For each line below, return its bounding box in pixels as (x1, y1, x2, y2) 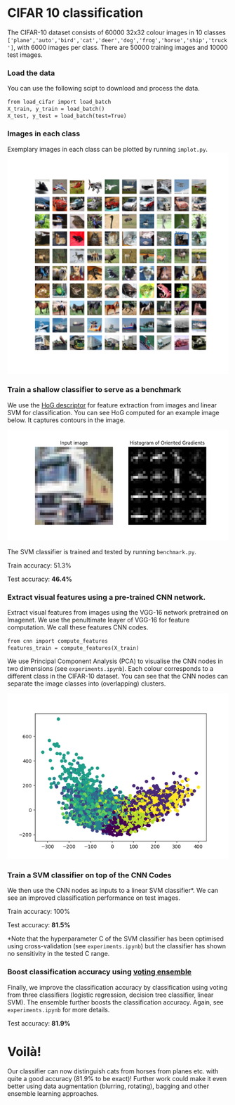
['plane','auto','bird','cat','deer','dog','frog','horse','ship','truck (7, 37, 228, 44)
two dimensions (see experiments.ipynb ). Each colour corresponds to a (7, 665, 214, 673)
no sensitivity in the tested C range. (7, 950, 110, 958)
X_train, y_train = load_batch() (7, 105, 105, 113)
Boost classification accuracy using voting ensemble (7, 967, 192, 977)
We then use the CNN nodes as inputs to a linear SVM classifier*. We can (7, 887, 219, 895)
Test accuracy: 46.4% (7, 575, 72, 583)
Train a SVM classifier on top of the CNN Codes (7, 870, 172, 880)
